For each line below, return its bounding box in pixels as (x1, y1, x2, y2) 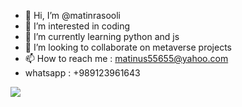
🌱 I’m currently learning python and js (24, 31, 180, 42)
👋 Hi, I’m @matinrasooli (24, 10, 121, 21)
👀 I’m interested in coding (24, 20, 131, 32)
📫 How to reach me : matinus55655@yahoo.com (24, 53, 229, 64)
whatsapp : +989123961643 (24, 67, 141, 79)
